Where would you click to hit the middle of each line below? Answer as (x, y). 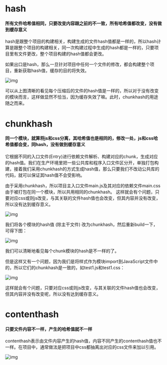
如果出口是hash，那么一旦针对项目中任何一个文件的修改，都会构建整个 (78, 65)
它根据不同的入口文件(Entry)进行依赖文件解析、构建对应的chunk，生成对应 (82, 156)
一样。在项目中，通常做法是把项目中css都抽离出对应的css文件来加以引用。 (82, 347)
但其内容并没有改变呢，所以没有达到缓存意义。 (53, 294)
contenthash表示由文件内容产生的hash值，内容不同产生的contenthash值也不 (83, 341)
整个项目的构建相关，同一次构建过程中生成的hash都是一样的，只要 (86, 48)
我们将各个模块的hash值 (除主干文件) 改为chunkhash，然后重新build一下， (82, 224)
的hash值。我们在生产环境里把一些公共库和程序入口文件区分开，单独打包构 (82, 162)
